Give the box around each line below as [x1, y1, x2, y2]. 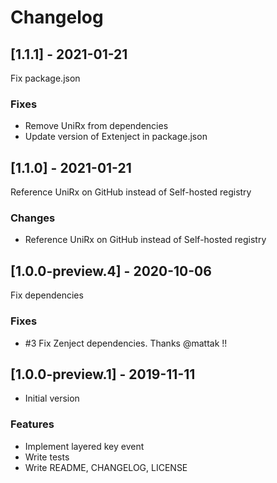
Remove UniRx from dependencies [24, 120, 169, 132]
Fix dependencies [10, 289, 84, 301]
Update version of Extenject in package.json [24, 131, 208, 143]
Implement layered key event [24, 440, 145, 452]
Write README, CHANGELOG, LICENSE [24, 461, 188, 473]
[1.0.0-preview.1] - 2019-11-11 [10, 366, 196, 383]
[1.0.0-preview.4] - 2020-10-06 [10, 262, 212, 280]
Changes [10, 211, 56, 225]
